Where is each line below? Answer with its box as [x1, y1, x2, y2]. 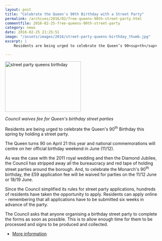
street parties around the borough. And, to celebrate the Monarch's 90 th [5, 166, 149, 172]
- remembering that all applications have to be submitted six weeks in [5, 196, 144, 202]
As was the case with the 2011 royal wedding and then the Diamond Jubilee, [5, 155, 157, 161]
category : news [5, 25, 36, 30]
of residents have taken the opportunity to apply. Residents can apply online [5, 191, 158, 197]
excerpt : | [5, 39, 27, 44]
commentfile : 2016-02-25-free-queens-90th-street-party [5, 20, 120, 26]
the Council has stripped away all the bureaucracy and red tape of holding [5, 160, 154, 166]
